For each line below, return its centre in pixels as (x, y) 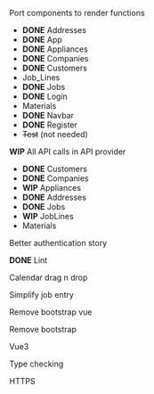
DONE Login (45, 96)
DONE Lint (28, 260)
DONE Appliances (55, 49)
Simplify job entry (41, 295)
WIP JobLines (48, 216)
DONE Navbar (48, 115)
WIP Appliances (52, 188)
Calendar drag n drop (49, 277)
